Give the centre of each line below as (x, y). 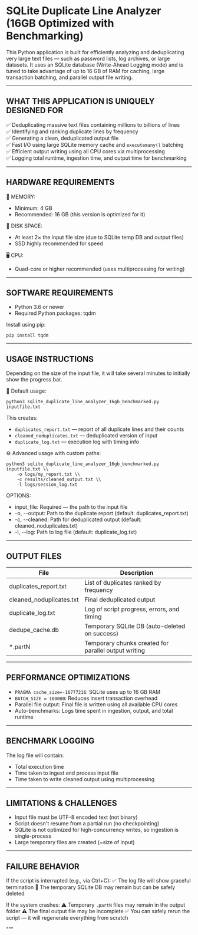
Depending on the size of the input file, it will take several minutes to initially (98, 373)
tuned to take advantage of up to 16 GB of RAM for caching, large (85, 71)
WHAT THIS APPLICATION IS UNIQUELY (80, 101)
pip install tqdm (27, 335)
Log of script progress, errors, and (132, 609)
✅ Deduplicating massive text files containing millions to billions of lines (93, 124)
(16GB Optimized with (60, 23)
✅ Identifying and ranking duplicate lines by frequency (72, 131)
